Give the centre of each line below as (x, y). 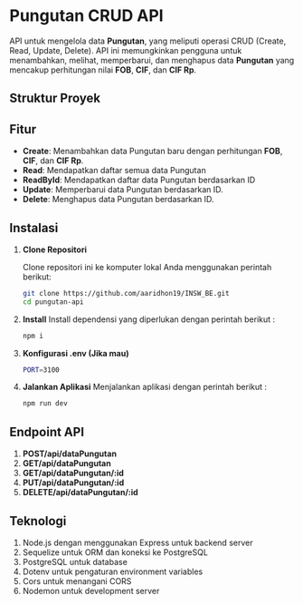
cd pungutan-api (53, 302)
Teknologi (38, 521)
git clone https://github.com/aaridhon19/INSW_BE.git (126, 293)
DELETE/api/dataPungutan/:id (80, 493)
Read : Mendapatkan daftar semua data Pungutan (114, 171)
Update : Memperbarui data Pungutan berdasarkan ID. (123, 190)
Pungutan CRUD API (87, 16)
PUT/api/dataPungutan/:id (73, 483)
